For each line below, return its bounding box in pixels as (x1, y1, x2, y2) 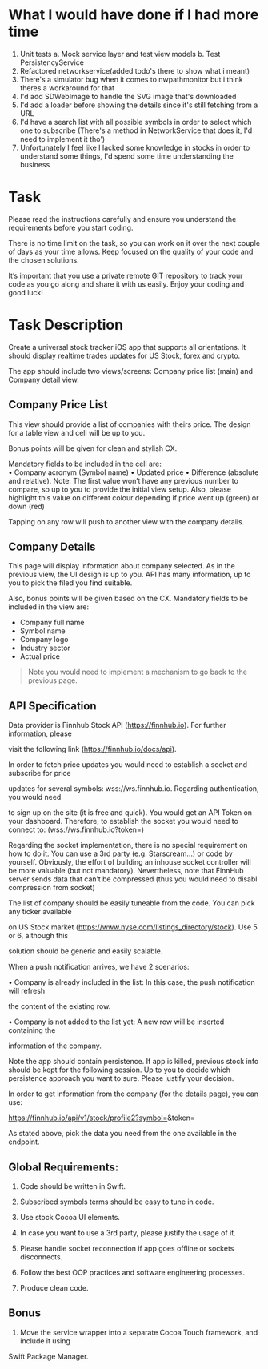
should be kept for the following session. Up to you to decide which (8, 1065, 230, 1074)
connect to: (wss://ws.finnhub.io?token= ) (8, 825, 144, 834)
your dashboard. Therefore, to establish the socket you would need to (8, 817, 238, 826)
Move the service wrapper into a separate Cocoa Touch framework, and (19, 1327, 258, 1337)
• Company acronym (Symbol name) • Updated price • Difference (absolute (8, 467, 259, 477)
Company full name (19, 618, 85, 628)
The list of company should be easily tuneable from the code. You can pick (8, 898, 255, 908)
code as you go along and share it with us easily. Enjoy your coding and (8, 279, 245, 289)
